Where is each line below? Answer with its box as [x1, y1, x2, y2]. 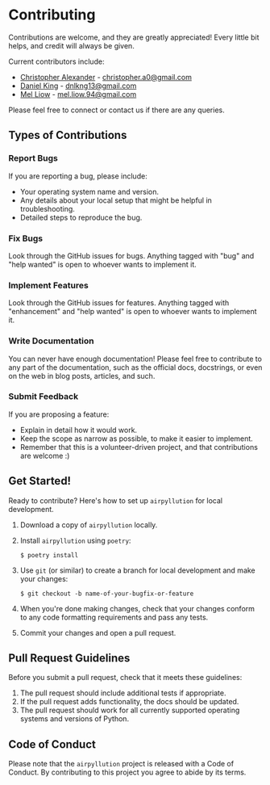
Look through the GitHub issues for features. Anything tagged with [8, 298, 230, 308]
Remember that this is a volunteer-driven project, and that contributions [19, 442, 258, 451]
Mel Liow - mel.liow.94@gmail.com [19, 89, 137, 99]
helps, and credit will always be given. [8, 40, 135, 50]
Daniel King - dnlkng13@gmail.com [19, 81, 137, 90]
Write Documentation [8, 335, 94, 346]
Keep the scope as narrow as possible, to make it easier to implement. [19, 434, 254, 443]
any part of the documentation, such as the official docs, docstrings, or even [8, 362, 263, 372]
